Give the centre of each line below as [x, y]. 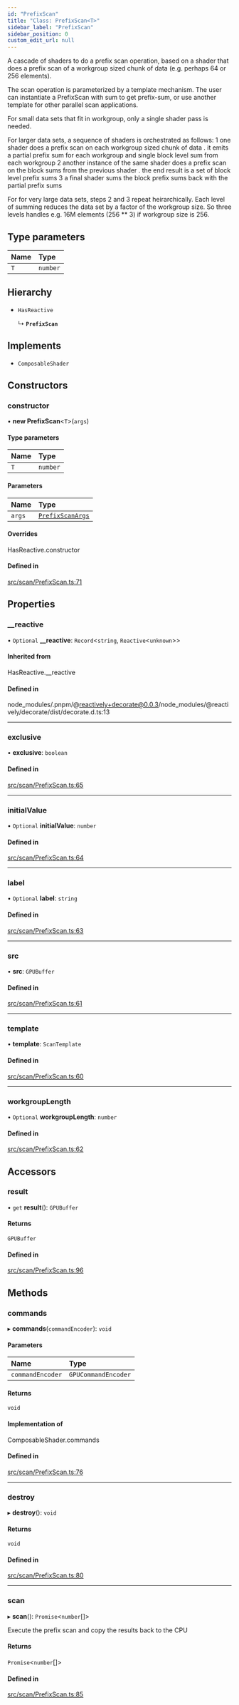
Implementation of [35, 1423]
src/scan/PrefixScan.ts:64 [46, 858]
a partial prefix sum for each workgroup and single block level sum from [113, 155]
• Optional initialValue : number [52, 825]
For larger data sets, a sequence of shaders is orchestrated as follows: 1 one [119, 140]
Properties [31, 604]
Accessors [32, 1171]
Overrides [22, 534]
